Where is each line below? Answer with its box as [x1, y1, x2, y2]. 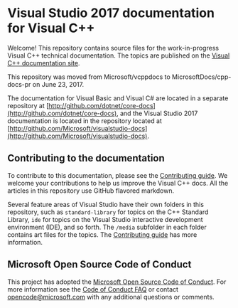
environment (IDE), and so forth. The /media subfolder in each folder [7, 223, 207, 231]
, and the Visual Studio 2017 [116, 109, 198, 117]
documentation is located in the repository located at [7, 116, 162, 125]
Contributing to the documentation [7, 152, 165, 164]
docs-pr [7, 80, 31, 88]
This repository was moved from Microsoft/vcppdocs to [7, 73, 171, 81]
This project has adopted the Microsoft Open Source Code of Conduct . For [7, 277, 227, 286]
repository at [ [7, 101, 49, 110]
